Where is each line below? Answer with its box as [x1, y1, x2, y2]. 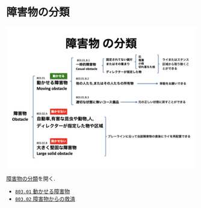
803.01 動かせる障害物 [14, 188, 70, 195]
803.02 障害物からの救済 [14, 195, 75, 202]
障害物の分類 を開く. [6, 175, 56, 182]
